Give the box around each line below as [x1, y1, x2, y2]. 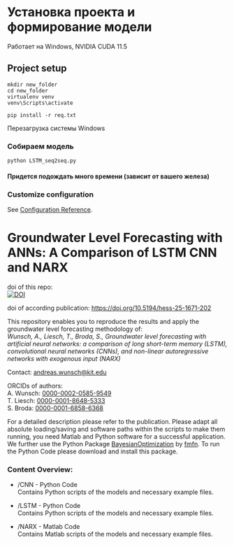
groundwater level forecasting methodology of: [7, 325, 143, 333]
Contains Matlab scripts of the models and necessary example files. [17, 530, 213, 539]
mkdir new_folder [7, 81, 58, 88]
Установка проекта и [7, 4, 136, 20]
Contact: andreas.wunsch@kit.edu [7, 368, 107, 376]
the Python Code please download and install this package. [7, 447, 178, 455]
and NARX [7, 260, 68, 276]
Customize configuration [7, 190, 94, 199]
